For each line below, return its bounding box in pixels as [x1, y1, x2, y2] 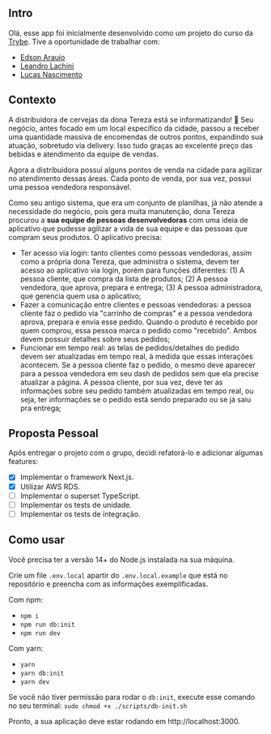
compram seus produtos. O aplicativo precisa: [8, 232, 162, 242]
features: [8, 457, 39, 466]
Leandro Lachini [19, 61, 74, 71]
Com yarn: [8, 643, 44, 653]
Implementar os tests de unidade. [19, 500, 132, 509]
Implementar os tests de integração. [19, 509, 141, 518]
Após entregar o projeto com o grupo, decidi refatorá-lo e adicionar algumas [8, 448, 264, 457]
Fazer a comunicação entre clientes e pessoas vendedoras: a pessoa [19, 299, 252, 309]
